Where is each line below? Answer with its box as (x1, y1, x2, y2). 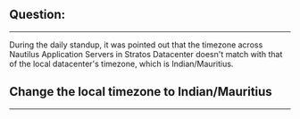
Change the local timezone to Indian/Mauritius (9, 84, 272, 99)
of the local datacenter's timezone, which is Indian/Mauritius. (9, 58, 234, 69)
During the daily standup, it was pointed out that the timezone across (9, 39, 263, 50)
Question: (9, 7, 66, 22)
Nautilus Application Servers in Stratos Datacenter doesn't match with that (9, 48, 283, 59)
